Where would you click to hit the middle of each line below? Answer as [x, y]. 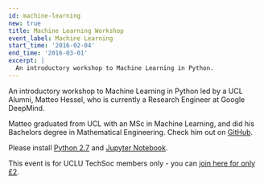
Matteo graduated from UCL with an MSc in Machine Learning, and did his [132, 123]
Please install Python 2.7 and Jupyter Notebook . [88, 147]
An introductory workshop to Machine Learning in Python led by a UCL [126, 91]
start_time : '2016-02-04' [52, 46]
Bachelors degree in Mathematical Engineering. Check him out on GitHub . [131, 132]
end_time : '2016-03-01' [48, 53]
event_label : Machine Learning [61, 38]
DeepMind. [27, 108]
